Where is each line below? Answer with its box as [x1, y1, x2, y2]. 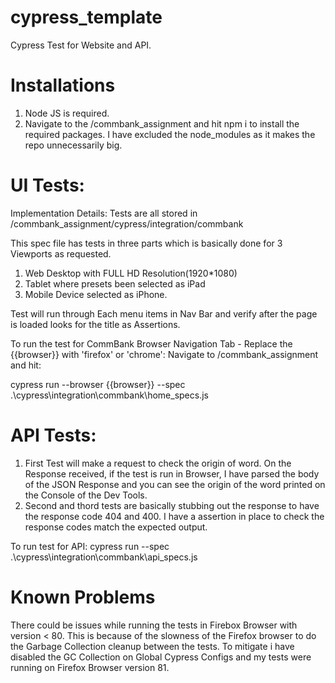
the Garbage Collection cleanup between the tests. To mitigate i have [10, 640, 295, 652]
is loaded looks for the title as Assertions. [10, 318, 181, 330]
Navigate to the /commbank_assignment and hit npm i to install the [24, 117, 300, 130]
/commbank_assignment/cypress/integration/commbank [10, 217, 244, 230]
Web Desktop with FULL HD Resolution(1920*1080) [24, 267, 238, 279]
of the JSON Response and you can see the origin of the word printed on [24, 478, 326, 490]
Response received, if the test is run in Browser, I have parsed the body [24, 467, 320, 480]
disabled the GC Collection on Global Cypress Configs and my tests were [10, 651, 312, 663]
